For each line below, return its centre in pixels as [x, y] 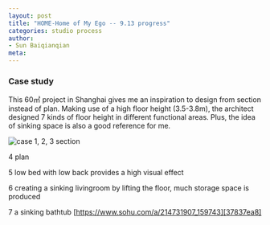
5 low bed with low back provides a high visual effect [96, 173]
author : [21, 38]
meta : [17, 53]
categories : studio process [55, 31]
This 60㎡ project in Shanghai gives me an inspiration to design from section [135, 100]
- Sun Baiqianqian [39, 46]
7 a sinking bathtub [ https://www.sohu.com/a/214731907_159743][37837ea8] [135, 212]
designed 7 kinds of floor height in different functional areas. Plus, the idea [132, 117]
